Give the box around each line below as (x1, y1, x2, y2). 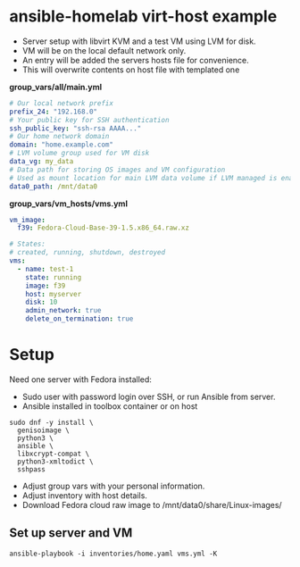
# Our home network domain (9, 132, 110, 141)
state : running (25, 272, 82, 282)
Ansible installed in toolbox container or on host (21, 401, 198, 412)
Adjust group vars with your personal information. (21, 480, 205, 491)
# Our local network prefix (9, 98, 114, 108)
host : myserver (25, 289, 82, 298)
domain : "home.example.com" (9, 140, 114, 149)
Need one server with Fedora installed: (9, 374, 152, 385)
